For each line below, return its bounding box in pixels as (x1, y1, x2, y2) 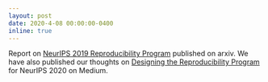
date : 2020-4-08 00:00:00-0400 (8, 19, 114, 27)
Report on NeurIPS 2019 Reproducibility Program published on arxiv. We (8, 49, 249, 59)
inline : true (8, 27, 52, 35)
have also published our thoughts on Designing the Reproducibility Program (8, 57, 260, 67)
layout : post (8, 11, 52, 20)
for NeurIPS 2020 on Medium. (8, 66, 109, 76)
